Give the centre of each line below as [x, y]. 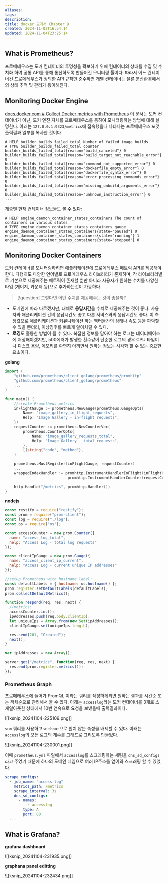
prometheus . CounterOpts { [49, 431]
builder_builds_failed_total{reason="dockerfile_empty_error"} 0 [74, 168]
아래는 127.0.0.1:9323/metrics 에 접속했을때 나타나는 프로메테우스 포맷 [90, 126]
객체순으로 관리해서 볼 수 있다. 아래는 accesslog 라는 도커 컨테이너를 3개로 [82, 702]
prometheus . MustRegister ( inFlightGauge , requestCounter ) [75, 464]
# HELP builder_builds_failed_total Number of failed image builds [77, 142]
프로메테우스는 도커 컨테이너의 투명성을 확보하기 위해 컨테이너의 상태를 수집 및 [81, 66]
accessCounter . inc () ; [32, 612]
